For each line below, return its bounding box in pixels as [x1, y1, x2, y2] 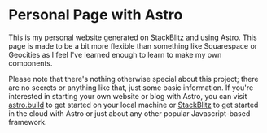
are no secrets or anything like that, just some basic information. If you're [8, 83, 254, 92]
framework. [8, 117, 47, 127]
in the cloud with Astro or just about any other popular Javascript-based [8, 108, 251, 118]
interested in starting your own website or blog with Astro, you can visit [8, 91, 247, 101]
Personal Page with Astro [8, 6, 183, 24]
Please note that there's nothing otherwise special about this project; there [8, 74, 259, 84]
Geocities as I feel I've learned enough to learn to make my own [8, 49, 222, 59]
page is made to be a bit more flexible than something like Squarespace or [8, 41, 258, 50]
